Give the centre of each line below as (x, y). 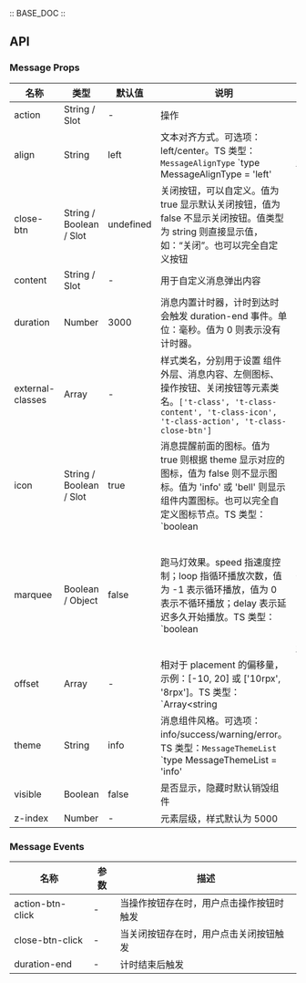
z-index (31, 818)
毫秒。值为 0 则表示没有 (230, 329)
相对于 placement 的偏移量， (222, 665)
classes (31, 399)
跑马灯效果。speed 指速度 (216, 562)
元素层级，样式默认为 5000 (219, 818)
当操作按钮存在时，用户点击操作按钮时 (202, 903)
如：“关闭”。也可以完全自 (215, 245)
